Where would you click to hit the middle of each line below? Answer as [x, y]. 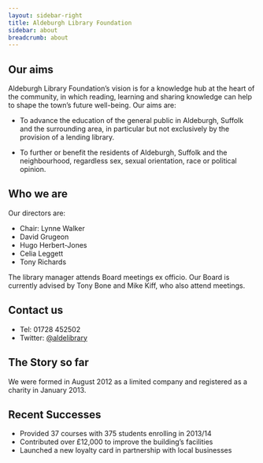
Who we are [38, 194]
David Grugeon [44, 237]
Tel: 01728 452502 [50, 329]
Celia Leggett [41, 253]
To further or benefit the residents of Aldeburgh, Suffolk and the [123, 153]
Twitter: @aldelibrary [54, 338]
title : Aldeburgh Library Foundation [70, 23]
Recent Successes [55, 414]
